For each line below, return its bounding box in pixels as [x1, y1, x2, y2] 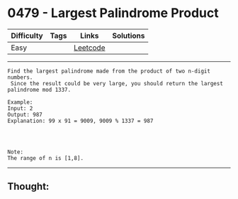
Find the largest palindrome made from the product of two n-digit [7, 68, 211, 75]
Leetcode [74, 43, 106, 53]
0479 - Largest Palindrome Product [7, 5, 220, 21]
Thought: [7, 181, 50, 193]
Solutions [112, 31, 145, 41]
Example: [7, 98, 33, 106]
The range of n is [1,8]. [7, 154, 84, 161]
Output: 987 [7, 111, 42, 118]
